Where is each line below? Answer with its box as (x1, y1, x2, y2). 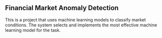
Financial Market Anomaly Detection (5, 4, 119, 12)
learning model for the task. (5, 27, 61, 33)
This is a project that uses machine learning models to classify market (5, 17, 146, 22)
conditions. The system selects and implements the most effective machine (5, 22, 158, 28)
